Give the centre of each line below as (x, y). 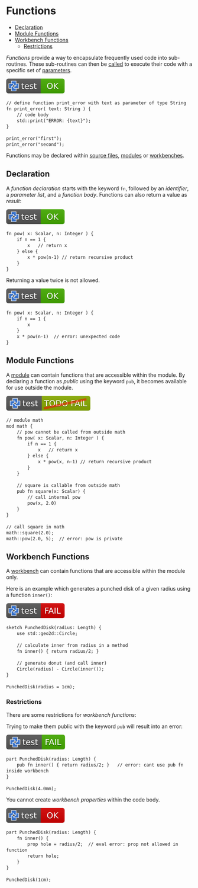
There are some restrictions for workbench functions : (71, 714)
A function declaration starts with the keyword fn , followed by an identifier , (98, 188)
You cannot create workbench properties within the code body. (83, 799)
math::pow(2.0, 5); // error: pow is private (64, 538)
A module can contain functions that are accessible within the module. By (96, 375)
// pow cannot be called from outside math (71, 432)
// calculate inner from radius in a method (72, 646)
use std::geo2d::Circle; (47, 634)
